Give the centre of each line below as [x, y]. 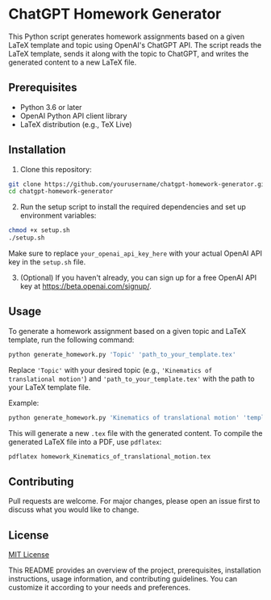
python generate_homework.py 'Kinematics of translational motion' [124, 417]
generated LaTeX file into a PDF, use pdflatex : [85, 442]
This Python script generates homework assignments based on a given [126, 36]
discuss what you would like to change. [74, 509]
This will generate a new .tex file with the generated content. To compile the [136, 433]
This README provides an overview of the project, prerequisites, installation [135, 570]
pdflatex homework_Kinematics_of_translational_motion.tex [110, 456]
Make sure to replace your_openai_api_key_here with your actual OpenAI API [135, 254]
